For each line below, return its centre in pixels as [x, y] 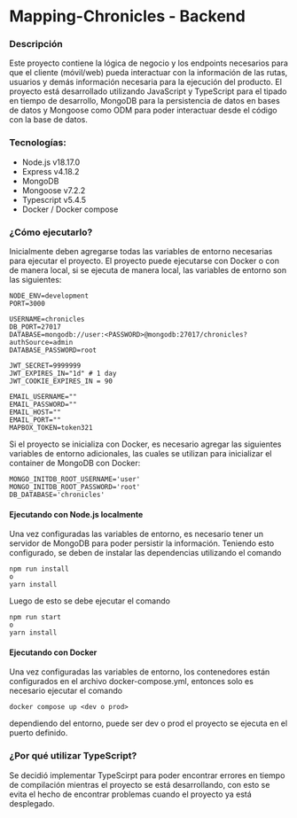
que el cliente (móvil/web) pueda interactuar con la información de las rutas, [148, 73]
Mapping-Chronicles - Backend [127, 16]
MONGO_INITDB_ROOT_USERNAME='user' [75, 479]
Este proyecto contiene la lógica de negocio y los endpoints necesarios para [148, 63]
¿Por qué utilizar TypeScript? [73, 756]
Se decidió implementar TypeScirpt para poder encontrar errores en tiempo [147, 775]
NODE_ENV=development [49, 296]
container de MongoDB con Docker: [75, 464]
